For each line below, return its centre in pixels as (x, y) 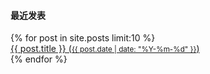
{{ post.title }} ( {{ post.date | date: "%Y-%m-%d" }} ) (105, 49)
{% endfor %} (39, 59)
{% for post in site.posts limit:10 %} (83, 38)
